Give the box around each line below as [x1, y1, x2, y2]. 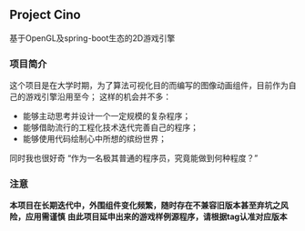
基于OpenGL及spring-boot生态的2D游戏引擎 [9, 32, 176, 44]
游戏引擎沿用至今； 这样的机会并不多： [25, 91, 171, 103]
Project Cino [9, 7, 81, 23]
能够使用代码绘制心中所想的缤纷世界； [22, 134, 167, 145]
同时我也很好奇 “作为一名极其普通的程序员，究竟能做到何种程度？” [9, 153, 259, 164]
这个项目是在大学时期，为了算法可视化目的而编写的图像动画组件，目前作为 [9, 80, 289, 91]
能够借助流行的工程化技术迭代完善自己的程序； [22, 122, 198, 133]
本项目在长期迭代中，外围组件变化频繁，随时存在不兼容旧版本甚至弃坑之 [9, 200, 280, 211]
